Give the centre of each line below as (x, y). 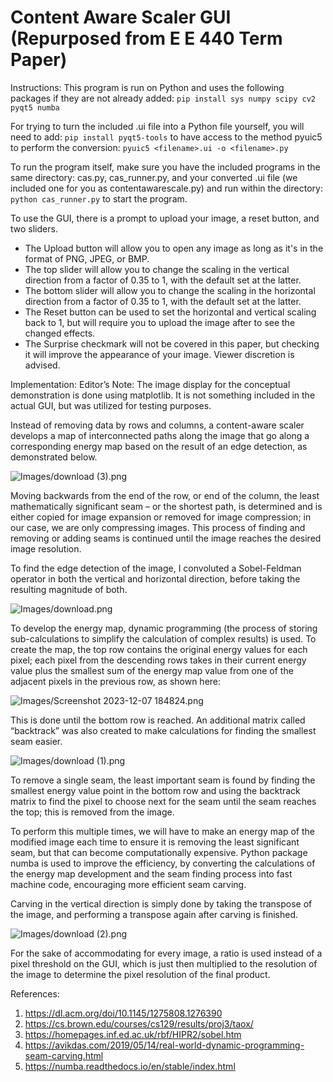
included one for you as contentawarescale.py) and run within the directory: (166, 188)
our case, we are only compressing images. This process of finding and (158, 527)
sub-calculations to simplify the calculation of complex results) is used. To (163, 638)
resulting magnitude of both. (69, 589)
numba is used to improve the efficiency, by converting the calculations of (163, 863)
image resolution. (46, 548)
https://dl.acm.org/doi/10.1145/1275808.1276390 (123, 1013)
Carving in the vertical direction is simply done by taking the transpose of (161, 903)
